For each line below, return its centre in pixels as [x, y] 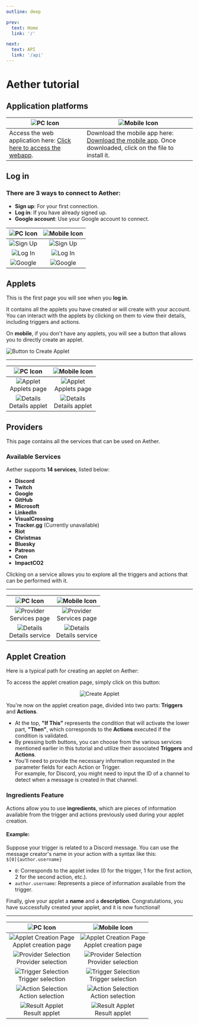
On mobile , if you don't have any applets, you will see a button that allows [96, 333]
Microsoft [27, 506]
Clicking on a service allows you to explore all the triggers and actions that [97, 574]
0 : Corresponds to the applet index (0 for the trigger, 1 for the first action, [103, 870]
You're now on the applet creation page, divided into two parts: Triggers [94, 705]
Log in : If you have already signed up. [61, 212]
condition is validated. [41, 736]
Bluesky [25, 544]
